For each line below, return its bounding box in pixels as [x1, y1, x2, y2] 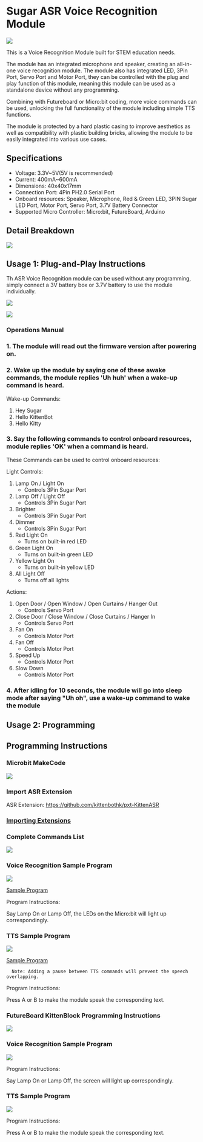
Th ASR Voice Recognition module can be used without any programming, [6, 275, 191, 282]
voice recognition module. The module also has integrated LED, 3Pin [17, 67, 188, 74]
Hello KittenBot [15, 413, 53, 420]
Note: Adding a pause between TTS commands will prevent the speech [12, 968, 188, 974]
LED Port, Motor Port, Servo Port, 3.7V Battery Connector [15, 202, 159, 209]
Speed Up [15, 651, 41, 659]
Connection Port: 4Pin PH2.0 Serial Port [15, 188, 115, 195]
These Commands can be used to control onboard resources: [6, 456, 161, 463]
